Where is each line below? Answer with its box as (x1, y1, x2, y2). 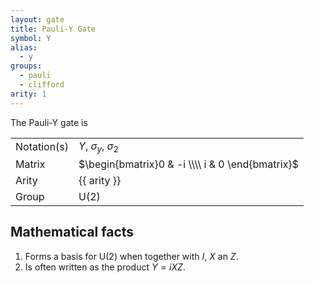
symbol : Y (10, 33, 52, 43)
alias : (10, 42, 38, 53)
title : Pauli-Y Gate (10, 24, 97, 34)
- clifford (19, 80, 65, 90)
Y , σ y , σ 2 (78, 139, 120, 155)
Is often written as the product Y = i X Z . (24, 261, 186, 273)
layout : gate (10, 14, 65, 25)
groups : (10, 61, 43, 71)
